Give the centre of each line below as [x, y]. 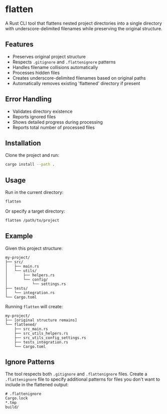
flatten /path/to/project [32, 220]
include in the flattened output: [37, 385]
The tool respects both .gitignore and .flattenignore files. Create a [76, 374]
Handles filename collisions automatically [55, 67]
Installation [23, 143]
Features [19, 45]
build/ [12, 407]
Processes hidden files [36, 73]
